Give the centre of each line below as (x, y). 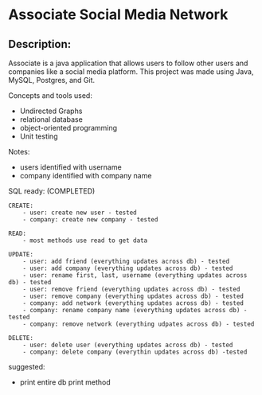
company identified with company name (86, 176)
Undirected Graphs (51, 111)
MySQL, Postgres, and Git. (52, 80)
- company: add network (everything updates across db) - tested (133, 303)
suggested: (27, 367)
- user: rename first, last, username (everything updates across (135, 276)
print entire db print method (65, 382)
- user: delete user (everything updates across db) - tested (128, 345)
